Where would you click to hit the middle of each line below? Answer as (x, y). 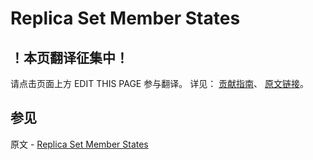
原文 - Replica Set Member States (79, 144)
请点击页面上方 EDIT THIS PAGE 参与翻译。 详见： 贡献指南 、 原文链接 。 (160, 83)
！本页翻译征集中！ (69, 57)
